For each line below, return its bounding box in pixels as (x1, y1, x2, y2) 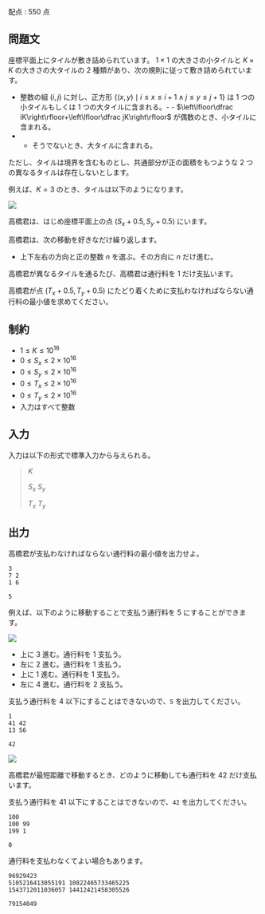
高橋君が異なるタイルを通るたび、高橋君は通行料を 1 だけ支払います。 (8, 268, 238, 278)
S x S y (27, 481, 46, 493)
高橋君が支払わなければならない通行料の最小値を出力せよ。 (8, 548, 204, 558)
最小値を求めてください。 (29, 297, 113, 307)
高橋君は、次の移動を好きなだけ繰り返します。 (8, 235, 162, 244)
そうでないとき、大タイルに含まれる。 (31, 140, 158, 150)
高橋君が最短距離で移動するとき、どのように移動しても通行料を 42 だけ (8, 770, 244, 780)
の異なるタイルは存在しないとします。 (8, 167, 134, 177)
